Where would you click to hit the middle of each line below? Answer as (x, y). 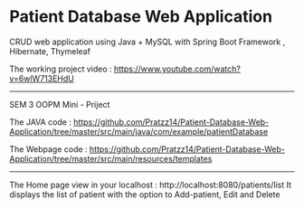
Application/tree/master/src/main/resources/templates (111, 158)
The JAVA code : (41, 122)
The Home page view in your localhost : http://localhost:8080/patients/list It (151, 185)
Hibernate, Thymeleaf (50, 51)
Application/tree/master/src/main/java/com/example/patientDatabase (139, 131)
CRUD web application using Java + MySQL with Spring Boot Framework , (147, 42)
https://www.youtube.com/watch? (177, 69)
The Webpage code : (48, 149)
